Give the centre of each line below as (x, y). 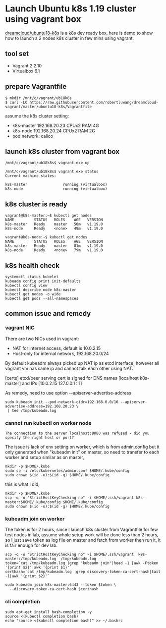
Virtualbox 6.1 (26, 71)
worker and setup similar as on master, (45, 457)
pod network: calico (33, 136)
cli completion (23, 602)
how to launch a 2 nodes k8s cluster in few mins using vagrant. (70, 38)
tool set (17, 54)
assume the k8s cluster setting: (37, 116)
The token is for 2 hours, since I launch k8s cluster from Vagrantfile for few (82, 530)
